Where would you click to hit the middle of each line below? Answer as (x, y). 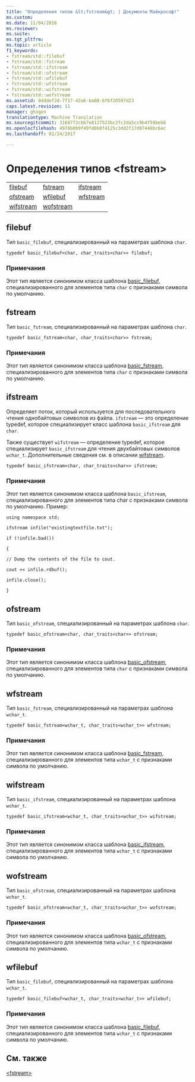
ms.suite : (18, 34)
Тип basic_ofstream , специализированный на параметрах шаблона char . (98, 623)
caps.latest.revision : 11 (38, 106)
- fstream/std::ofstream (37, 73)
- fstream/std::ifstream (37, 67)
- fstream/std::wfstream (37, 84)
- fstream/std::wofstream (38, 95)
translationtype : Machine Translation (54, 117)
